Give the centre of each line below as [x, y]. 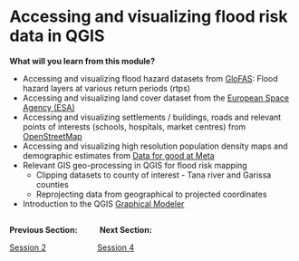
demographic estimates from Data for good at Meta [118, 155]
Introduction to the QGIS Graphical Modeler [103, 203]
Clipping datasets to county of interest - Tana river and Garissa [154, 175]
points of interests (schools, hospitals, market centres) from [134, 126]
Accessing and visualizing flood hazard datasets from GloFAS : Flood [150, 78]
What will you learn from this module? [82, 61]
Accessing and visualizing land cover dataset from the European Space [156, 98]
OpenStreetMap [53, 136]
